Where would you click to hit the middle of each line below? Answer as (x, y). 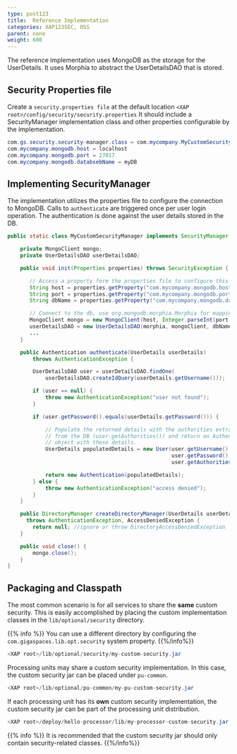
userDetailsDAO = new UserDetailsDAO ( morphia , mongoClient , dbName (130, 327)
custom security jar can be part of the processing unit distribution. (104, 709)
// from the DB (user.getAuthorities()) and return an (127, 436)
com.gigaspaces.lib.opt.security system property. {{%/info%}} (101, 641)
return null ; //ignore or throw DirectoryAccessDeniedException (129, 527)
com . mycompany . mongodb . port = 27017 (61, 155)
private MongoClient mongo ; (61, 249)
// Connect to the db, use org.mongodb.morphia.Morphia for (120, 314)
